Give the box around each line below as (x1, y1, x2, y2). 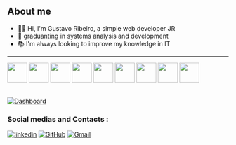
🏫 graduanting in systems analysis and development (17, 32, 169, 40)
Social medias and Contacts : (7, 114, 109, 124)
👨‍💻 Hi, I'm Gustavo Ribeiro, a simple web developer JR (17, 24, 176, 32)
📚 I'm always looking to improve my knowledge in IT (17, 39, 171, 48)
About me (7, 6, 51, 18)
